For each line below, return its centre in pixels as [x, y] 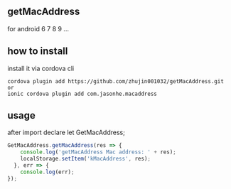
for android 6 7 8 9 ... [38, 28]
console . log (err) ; [47, 172]
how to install [38, 52]
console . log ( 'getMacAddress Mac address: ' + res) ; [98, 152]
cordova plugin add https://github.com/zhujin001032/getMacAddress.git [116, 81]
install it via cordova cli [41, 68]
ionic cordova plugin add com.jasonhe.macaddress [82, 94]
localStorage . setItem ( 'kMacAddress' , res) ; [86, 159]
